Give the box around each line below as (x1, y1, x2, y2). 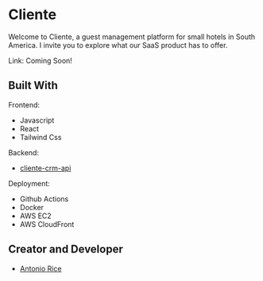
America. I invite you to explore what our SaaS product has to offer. (8, 40, 228, 49)
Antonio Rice (19, 263, 62, 273)
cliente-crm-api (19, 163, 72, 173)
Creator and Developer (8, 243, 123, 256)
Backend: (8, 147, 40, 157)
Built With (8, 79, 58, 92)
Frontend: (8, 100, 41, 109)
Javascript (19, 115, 55, 125)
